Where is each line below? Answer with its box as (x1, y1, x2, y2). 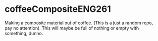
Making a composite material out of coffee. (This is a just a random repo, (4, 20, 153, 26)
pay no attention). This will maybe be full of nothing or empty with (4, 25, 139, 31)
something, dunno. (4, 30, 43, 36)
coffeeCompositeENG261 (4, 3, 111, 15)
